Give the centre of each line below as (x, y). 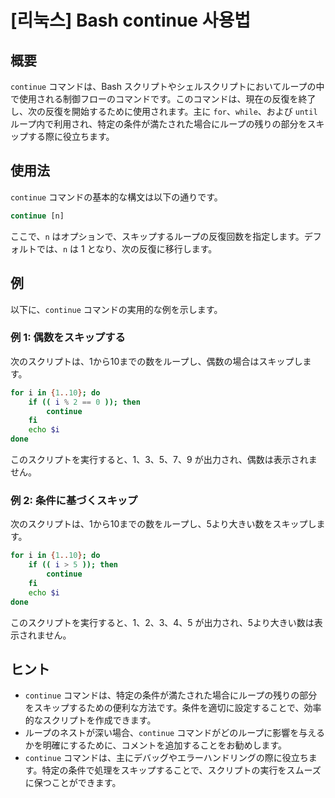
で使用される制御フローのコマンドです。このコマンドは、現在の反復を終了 (163, 99)
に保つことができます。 (73, 783)
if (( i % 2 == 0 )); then (84, 402)
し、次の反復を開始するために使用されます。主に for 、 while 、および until (164, 111)
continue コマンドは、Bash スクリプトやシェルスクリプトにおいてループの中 (167, 86)
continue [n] (37, 216)
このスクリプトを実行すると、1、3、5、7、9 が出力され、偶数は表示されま (164, 460)
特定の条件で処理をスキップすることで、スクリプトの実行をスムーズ (181, 770)
